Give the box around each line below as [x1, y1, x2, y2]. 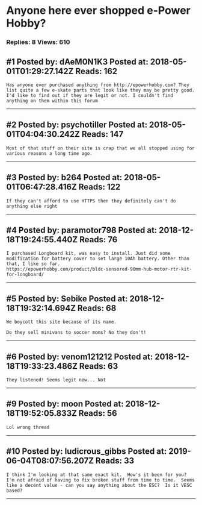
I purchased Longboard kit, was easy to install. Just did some [6, 251, 171, 257]
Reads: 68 [77, 303, 117, 313]
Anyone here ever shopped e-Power [6, 4, 191, 17]
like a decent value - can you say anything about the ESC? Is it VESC [6, 482, 192, 488]
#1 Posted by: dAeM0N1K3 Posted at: [6, 57, 148, 67]
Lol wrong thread [6, 424, 50, 430]
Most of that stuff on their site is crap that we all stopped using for [6, 145, 195, 151]
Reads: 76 [79, 234, 118, 245]
